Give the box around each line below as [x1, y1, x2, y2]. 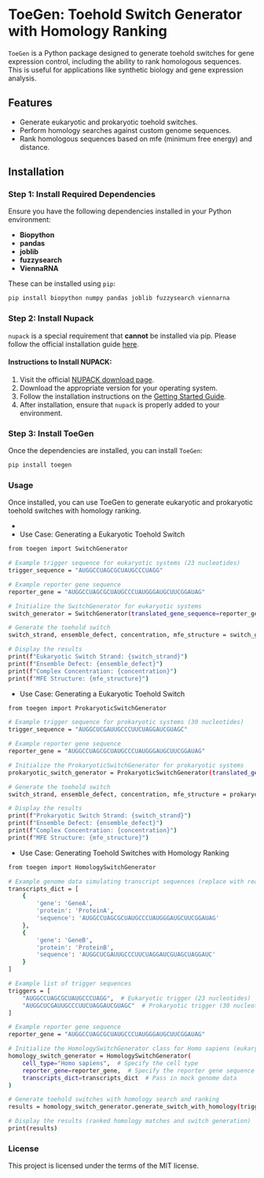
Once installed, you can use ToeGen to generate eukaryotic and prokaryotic [8, 498, 254, 507]
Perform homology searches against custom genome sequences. [19, 125, 232, 135]
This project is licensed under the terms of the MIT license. [8, 1161, 199, 1171]
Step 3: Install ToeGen [8, 428, 94, 439]
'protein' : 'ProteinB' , [36, 943, 114, 951]
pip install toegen [8, 461, 72, 470]
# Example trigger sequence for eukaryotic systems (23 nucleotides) [8, 559, 241, 567]
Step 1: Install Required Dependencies [8, 189, 156, 200]
